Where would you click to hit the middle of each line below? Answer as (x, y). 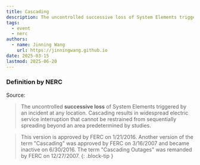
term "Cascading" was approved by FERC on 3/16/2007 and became (105, 143)
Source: (16, 95)
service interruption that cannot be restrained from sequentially (99, 119)
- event (21, 28)
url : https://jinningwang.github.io (62, 50)
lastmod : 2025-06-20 (32, 61)
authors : (17, 39)
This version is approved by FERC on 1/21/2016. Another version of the (107, 137)
